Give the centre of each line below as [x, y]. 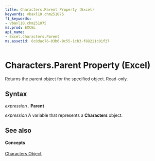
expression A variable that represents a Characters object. [64, 115]
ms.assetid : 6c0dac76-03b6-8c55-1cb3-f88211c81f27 [57, 41]
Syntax [16, 94]
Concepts [15, 143]
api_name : [15, 32]
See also [18, 130]
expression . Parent [25, 106]
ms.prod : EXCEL [20, 28]
